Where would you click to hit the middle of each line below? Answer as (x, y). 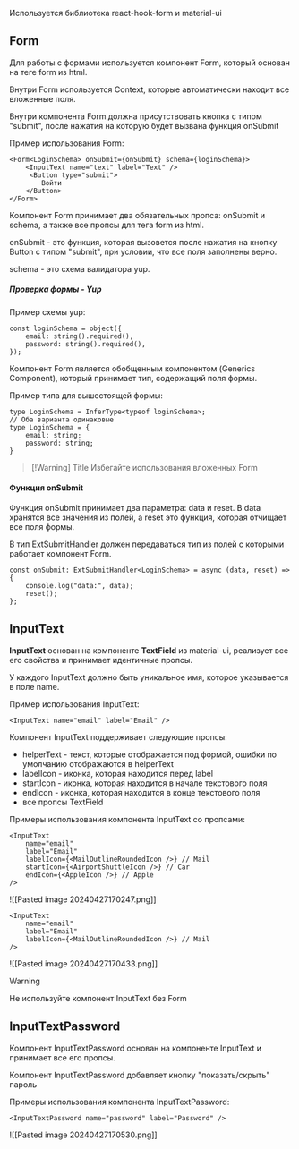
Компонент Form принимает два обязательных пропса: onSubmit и (137, 215)
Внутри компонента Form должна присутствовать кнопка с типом (136, 116)
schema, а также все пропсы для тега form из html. (107, 225)
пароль (23, 1084)
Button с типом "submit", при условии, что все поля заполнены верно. (143, 251)
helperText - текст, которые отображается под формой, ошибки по (149, 754)
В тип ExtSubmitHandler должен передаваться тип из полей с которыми (147, 544)
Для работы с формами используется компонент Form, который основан (150, 63)
